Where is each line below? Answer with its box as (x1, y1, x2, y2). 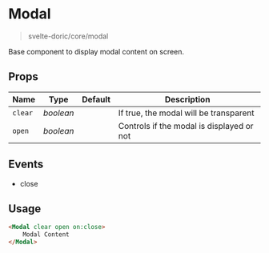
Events (8, 158, 44, 171)
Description (164, 94, 211, 105)
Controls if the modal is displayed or (118, 120, 254, 131)
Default (82, 94, 110, 105)
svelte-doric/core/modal (27, 31, 109, 41)
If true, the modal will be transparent (118, 107, 255, 118)
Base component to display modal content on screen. (8, 46, 185, 56)
